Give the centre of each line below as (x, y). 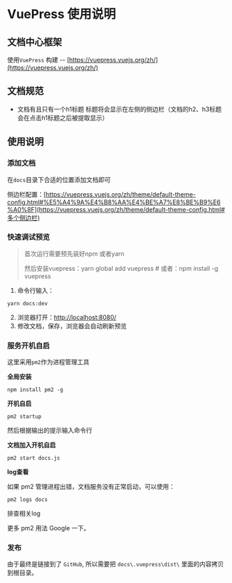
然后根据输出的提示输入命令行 (50, 431)
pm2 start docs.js (34, 458)
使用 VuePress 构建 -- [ (38, 60)
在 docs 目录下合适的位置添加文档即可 (59, 179)
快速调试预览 (29, 237)
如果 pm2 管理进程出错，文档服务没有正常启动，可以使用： (91, 487)
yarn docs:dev (28, 303)
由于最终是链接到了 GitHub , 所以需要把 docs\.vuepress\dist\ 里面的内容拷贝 (115, 564)
